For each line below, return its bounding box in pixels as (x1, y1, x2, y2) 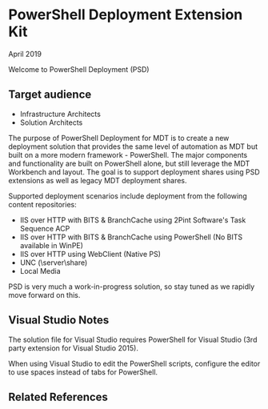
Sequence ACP (19, 223, 70, 233)
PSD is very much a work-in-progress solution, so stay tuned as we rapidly (8, 282, 255, 291)
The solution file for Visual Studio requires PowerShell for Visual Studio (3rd (8, 335, 258, 344)
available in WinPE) (19, 240, 84, 250)
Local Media (19, 266, 62, 275)
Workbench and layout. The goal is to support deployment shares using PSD (8, 166, 260, 177)
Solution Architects (19, 118, 83, 127)
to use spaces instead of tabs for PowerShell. (8, 367, 158, 377)
